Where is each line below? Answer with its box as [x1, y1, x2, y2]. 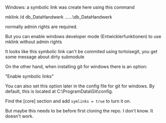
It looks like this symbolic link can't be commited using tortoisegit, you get [5, 49, 157, 54]
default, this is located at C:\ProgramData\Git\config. [5, 88, 113, 94]
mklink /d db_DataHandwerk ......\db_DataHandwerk [5, 14, 112, 20]
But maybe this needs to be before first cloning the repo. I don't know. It [5, 108, 153, 113]
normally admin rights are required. [5, 24, 77, 30]
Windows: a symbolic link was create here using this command [5, 5, 135, 10]
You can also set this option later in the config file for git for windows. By [5, 83, 155, 89]
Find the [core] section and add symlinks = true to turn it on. [5, 98, 131, 104]
